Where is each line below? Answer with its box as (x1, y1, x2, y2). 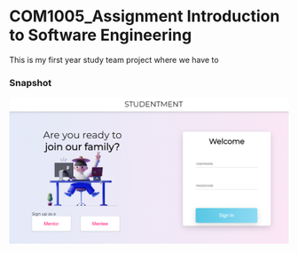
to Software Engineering (9, 25, 192, 45)
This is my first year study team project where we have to (9, 54, 219, 65)
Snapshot (9, 76, 52, 89)
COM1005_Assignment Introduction (9, 6, 280, 27)
